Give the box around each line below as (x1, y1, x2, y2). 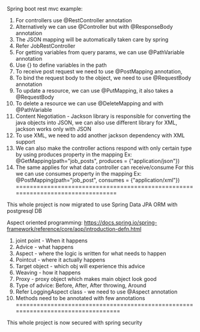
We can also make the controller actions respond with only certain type (15, 144, 192, 152)
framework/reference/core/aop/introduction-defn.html (7, 226, 142, 232)
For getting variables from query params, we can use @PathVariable (15, 49, 185, 56)
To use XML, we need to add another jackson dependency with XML (15, 132, 185, 139)
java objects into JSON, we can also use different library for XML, (15, 119, 178, 126)
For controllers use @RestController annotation (15, 17, 132, 23)
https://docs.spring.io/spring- (83, 219, 157, 226)
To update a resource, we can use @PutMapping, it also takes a (15, 87, 174, 94)
